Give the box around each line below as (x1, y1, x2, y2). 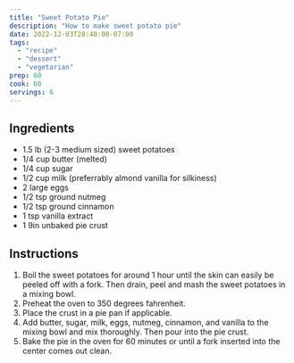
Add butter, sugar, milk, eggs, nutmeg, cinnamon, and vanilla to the (21, 318, 269, 328)
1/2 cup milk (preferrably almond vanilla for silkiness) (21, 173, 217, 184)
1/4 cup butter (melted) (21, 153, 107, 165)
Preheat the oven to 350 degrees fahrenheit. (21, 298, 186, 309)
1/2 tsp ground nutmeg (21, 192, 106, 202)
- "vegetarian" (17, 63, 74, 72)
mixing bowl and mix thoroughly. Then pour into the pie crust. (21, 326, 249, 337)
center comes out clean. (21, 345, 113, 357)
